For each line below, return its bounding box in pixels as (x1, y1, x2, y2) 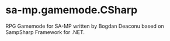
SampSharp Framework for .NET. (5, 28, 85, 35)
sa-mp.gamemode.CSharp (5, 3, 138, 17)
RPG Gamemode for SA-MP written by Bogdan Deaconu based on (5, 23, 164, 29)
